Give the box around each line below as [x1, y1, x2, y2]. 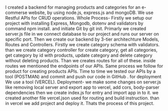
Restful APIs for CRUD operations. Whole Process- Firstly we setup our [5, 15, 152, 21]
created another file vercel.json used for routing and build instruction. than [5, 95, 159, 101]
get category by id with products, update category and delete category [5, 52, 152, 58]
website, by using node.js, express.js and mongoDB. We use [28, 10, 153, 16]
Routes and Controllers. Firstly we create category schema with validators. [5, 42, 160, 47]
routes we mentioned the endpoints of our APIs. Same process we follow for [5, 63, 163, 69]
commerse [5, 10, 28, 16]
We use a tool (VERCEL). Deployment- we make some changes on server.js [5, 79, 161, 85]
